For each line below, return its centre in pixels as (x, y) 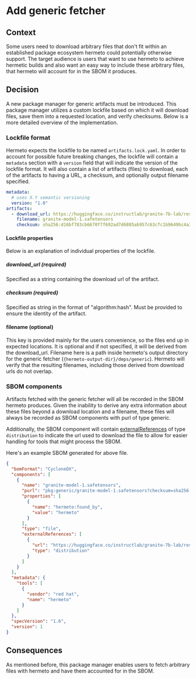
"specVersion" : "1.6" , (39, 622)
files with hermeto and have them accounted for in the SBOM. (80, 671)
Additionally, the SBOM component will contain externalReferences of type (96, 429)
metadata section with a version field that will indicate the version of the (92, 163)
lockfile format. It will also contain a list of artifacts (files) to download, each (97, 169)
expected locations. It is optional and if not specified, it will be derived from (97, 346)
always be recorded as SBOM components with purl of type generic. (88, 417)
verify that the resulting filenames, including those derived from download (95, 365)
